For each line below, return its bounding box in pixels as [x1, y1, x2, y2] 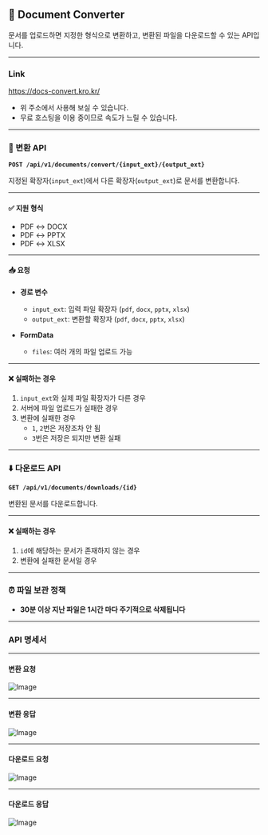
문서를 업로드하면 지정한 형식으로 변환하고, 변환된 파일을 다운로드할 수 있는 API [8, 30, 254, 40]
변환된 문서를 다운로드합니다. [8, 499, 98, 509]
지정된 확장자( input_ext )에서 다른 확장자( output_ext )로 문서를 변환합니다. [8, 176, 240, 186]
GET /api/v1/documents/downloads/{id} [8, 484, 137, 492]
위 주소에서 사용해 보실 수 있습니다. [19, 103, 129, 113]
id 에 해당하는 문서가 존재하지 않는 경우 [19, 545, 140, 555]
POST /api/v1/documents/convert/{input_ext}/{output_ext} [8, 161, 205, 169]
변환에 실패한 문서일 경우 [19, 555, 97, 565]
